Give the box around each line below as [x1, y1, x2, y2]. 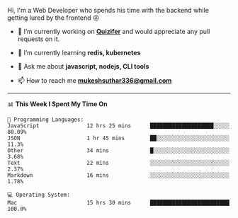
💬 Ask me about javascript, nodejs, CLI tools [17, 62, 149, 70]
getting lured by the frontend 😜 [7, 13, 100, 22]
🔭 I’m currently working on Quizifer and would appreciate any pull [17, 28, 210, 35]
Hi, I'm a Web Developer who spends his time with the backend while [7, 6, 209, 14]
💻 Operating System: [7, 191, 71, 198]
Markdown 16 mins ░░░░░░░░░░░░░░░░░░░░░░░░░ [7, 172, 230, 179]
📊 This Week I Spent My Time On [7, 100, 108, 108]
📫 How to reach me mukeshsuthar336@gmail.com [17, 76, 172, 84]
